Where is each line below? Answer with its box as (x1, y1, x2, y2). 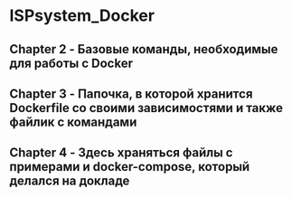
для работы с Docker (9, 55, 134, 70)
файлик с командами (9, 114, 137, 129)
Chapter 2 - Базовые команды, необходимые (9, 42, 278, 57)
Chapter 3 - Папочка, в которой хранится (9, 86, 253, 101)
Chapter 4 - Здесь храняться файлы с (9, 145, 233, 161)
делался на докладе (9, 174, 130, 189)
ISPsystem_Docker (9, 5, 155, 26)
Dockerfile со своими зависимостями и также (9, 100, 283, 116)
